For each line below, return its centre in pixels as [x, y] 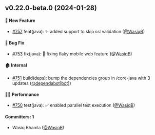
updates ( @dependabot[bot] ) [42, 83]
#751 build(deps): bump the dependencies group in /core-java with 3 [81, 78]
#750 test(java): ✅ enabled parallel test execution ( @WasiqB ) [74, 105]
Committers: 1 [19, 116]
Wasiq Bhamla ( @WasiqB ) [38, 128]
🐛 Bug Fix [15, 43]
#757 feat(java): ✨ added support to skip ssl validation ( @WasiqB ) [78, 31]
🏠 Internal [16, 65]
